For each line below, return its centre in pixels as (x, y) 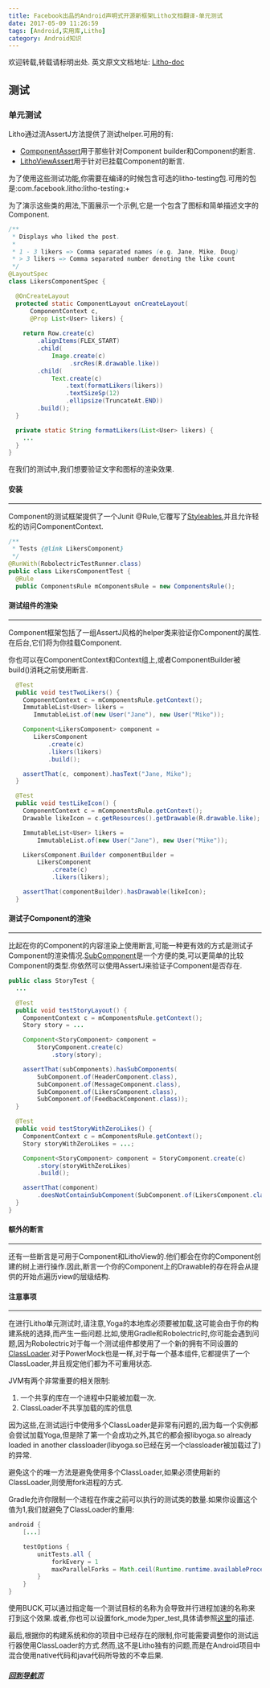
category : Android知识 (45, 38)
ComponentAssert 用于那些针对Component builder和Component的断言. (137, 151)
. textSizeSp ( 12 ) (93, 394)
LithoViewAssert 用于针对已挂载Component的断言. (102, 161)
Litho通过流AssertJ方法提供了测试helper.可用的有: (91, 134)
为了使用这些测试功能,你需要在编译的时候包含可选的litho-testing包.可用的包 (133, 178)
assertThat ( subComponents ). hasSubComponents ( (100, 1069)
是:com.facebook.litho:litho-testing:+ (69, 188)
